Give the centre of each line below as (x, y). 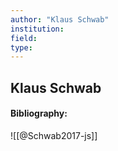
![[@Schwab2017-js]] (54, 135)
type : (21, 47)
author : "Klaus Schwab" (60, 19)
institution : (37, 29)
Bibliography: (39, 113)
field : (24, 38)
